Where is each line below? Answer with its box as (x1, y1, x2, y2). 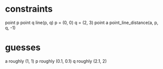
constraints (5, 3, 53, 15)
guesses (5, 42, 41, 53)
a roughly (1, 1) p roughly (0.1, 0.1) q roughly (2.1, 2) (5, 58, 107, 64)
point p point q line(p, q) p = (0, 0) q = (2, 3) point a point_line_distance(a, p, (5, 20, 159, 25)
